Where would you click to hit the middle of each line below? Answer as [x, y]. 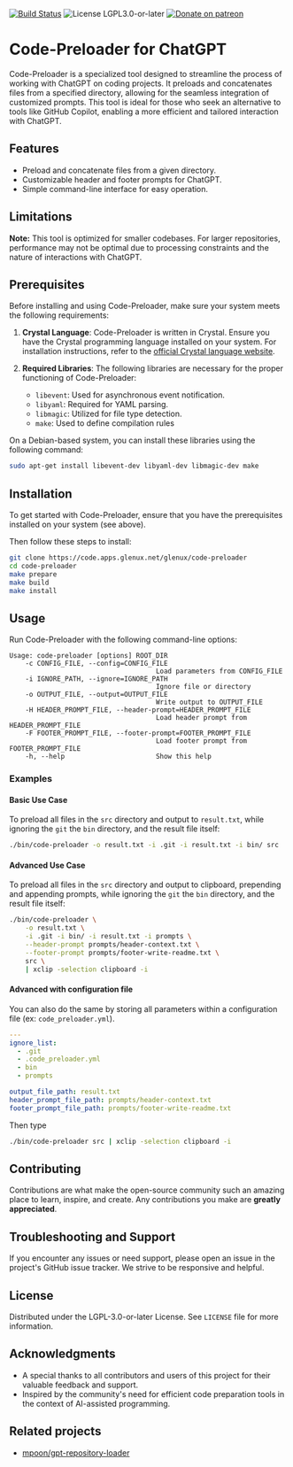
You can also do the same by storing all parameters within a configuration [143, 1008]
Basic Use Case [39, 799]
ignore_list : [33, 1043]
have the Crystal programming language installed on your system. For [149, 342]
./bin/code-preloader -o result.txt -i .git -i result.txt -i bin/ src [144, 845]
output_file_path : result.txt [65, 1092]
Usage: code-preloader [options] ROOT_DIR [89, 656]
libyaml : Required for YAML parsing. [102, 405]
